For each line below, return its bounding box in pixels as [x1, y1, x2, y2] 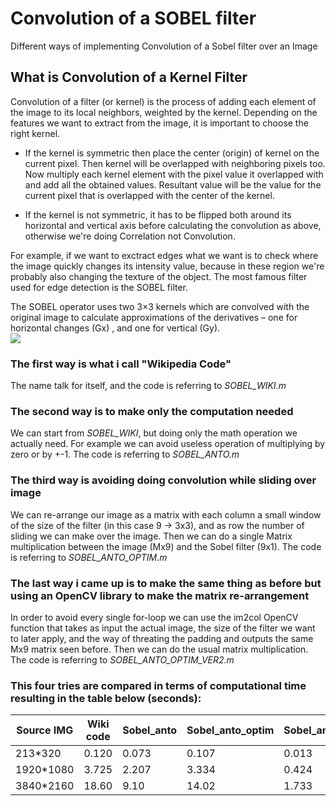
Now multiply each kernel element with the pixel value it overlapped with [24, 168, 324, 180]
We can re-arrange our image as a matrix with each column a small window [10, 508, 322, 521]
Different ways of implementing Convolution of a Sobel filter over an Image [10, 40, 318, 52]
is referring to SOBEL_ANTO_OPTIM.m [10, 551, 168, 563]
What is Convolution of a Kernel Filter [10, 69, 248, 86]
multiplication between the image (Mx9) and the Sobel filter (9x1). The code [10, 540, 322, 552]
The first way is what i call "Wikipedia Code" [10, 357, 232, 371]
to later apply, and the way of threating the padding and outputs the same [10, 632, 314, 644]
